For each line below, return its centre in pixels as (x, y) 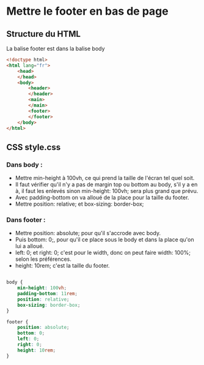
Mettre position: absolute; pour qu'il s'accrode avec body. (88, 233)
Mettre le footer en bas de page (88, 11)
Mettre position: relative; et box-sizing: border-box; (79, 204)
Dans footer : (26, 220)
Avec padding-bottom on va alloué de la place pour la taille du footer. (102, 198)
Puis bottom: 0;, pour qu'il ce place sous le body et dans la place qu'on (104, 239)
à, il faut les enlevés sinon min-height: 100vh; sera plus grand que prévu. (107, 191)
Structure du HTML (44, 34)
